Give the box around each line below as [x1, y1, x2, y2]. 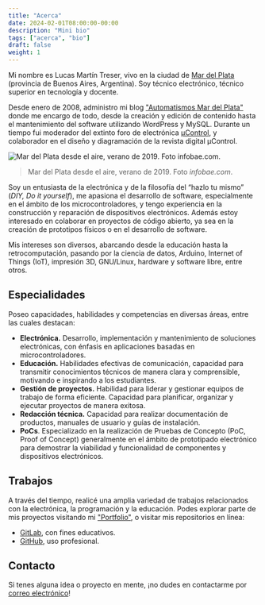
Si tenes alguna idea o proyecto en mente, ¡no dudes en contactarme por [8, 580, 248, 590]
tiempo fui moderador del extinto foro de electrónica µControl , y [8, 128, 217, 137]
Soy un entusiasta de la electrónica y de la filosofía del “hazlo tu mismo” [8, 183, 244, 191]
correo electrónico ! [8, 588, 71, 598]
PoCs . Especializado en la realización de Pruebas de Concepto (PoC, [19, 426, 246, 435]
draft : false [8, 41, 52, 49]
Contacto [8, 559, 56, 572]
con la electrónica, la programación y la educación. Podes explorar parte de [8, 503, 256, 513]
